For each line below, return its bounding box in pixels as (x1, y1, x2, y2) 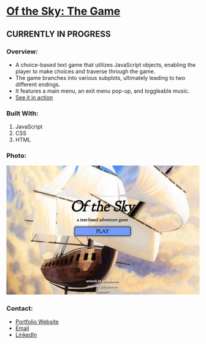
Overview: (6, 47, 38, 56)
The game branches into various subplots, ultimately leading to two (15, 74, 186, 81)
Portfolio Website (15, 318, 59, 326)
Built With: (6, 109, 39, 117)
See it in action (15, 93, 53, 101)
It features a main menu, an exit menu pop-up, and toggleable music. (15, 87, 190, 95)
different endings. (15, 80, 60, 88)
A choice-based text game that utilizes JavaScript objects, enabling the (15, 61, 196, 68)
